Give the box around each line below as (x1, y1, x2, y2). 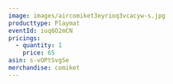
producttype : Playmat (8, 19, 81, 27)
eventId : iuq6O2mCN (8, 26, 73, 34)
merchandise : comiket (8, 64, 81, 72)
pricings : (8, 34, 41, 42)
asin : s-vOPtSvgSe (8, 57, 69, 65)
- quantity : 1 (15, 42, 62, 50)
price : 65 (22, 49, 56, 57)
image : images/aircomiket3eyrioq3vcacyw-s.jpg (8, 11, 166, 20)
